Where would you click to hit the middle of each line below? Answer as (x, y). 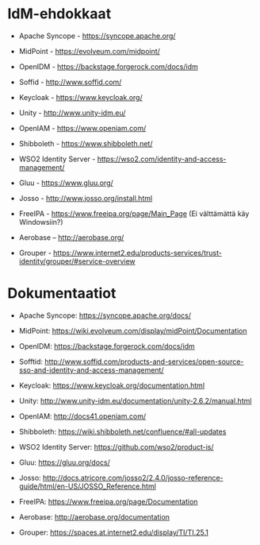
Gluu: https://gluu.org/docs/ (64, 462)
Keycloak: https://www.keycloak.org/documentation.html (112, 385)
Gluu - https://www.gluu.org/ (66, 183)
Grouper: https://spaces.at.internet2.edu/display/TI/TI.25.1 (114, 532)
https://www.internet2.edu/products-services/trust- (138, 253)
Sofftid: (31, 361)
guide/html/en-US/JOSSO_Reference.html (87, 486)
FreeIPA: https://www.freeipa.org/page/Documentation (108, 501)
